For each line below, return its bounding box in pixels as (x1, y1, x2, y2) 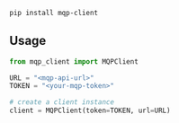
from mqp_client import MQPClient (9, 57, 139, 66)
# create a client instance (9, 98, 115, 107)
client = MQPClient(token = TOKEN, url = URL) (9, 106, 171, 116)
